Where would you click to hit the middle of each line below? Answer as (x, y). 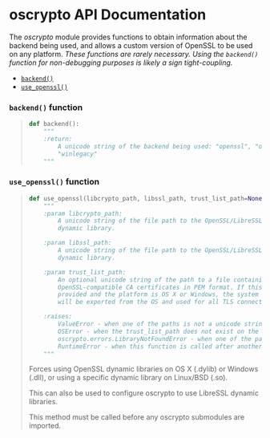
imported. (45, 426)
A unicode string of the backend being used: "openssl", (155, 146)
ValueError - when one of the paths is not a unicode (149, 324)
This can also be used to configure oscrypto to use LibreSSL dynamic (144, 393)
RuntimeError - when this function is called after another (160, 347)
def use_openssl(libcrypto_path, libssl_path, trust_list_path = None (145, 198)
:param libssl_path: (78, 243)
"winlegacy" (78, 154)
